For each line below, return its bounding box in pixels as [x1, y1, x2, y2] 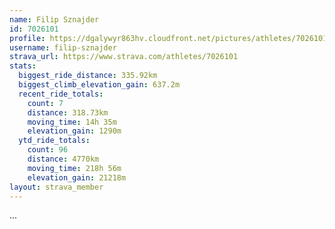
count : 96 [27, 145, 69, 155]
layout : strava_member [9, 182, 104, 192]
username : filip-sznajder [9, 42, 117, 53]
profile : [9, 33, 46, 43]
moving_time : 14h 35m [27, 117, 117, 127]
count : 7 [27, 98, 64, 108]
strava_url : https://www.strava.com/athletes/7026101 [9, 52, 239, 62]
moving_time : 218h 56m [27, 163, 122, 173]
